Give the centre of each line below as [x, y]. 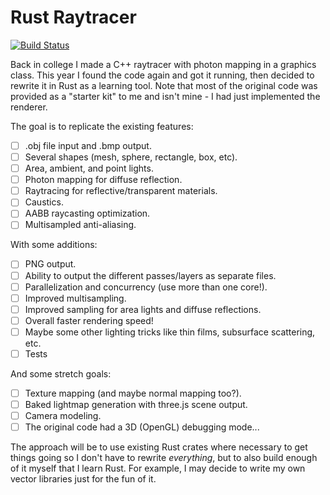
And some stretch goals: [61, 373]
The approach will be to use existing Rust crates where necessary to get [159, 447]
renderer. [29, 107]
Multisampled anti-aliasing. [80, 225]
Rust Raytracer [73, 17]
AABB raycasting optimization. [87, 213]
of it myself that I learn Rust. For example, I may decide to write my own [158, 468]
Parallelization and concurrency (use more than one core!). [146, 287]
